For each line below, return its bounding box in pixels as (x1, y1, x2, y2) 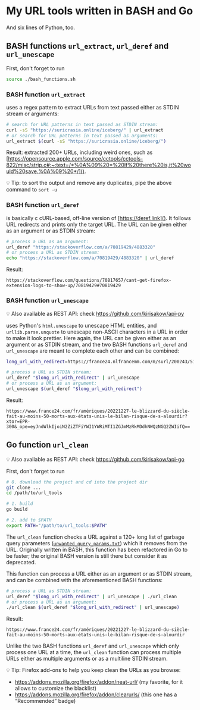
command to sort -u (6, 186, 58, 193)
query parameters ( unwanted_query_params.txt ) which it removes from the (6, 539, 187, 546)
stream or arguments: (6, 110, 60, 117)
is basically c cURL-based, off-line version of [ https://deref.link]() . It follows (6, 214, 192, 221)
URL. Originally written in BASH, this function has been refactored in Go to (6, 546, 188, 553)
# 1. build (6, 501, 33, 507)
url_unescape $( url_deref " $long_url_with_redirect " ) (6, 386, 143, 392)
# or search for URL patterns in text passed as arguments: (6, 133, 159, 139)
